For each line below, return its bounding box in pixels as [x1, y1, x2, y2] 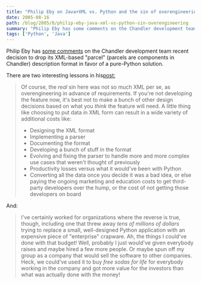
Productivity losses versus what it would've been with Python [29, 165, 181, 173]
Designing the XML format [29, 127, 95, 134]
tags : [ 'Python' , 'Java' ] [6, 31, 71, 37]
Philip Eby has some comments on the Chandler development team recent [6, 47, 189, 55]
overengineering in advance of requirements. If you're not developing [20, 90, 193, 97]
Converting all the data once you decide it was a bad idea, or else [29, 171, 191, 179]
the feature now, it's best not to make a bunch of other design [20, 96, 173, 104]
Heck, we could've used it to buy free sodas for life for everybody [20, 258, 184, 265]
